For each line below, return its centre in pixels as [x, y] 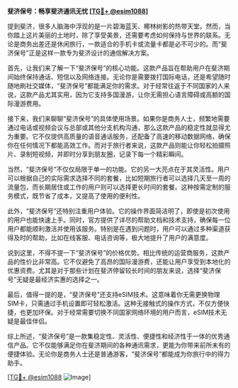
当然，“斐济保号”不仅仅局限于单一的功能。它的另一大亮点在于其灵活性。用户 [119, 169]
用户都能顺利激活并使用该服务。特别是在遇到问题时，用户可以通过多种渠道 [116, 229]
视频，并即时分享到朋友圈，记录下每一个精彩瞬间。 [113, 154]
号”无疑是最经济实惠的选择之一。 [56, 279]
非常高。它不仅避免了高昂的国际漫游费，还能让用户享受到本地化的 [134, 262]
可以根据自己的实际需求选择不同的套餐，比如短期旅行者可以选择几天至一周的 [119, 178]
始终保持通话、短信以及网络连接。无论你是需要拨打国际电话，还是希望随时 [122, 77]
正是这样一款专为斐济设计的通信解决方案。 [91, 53]
